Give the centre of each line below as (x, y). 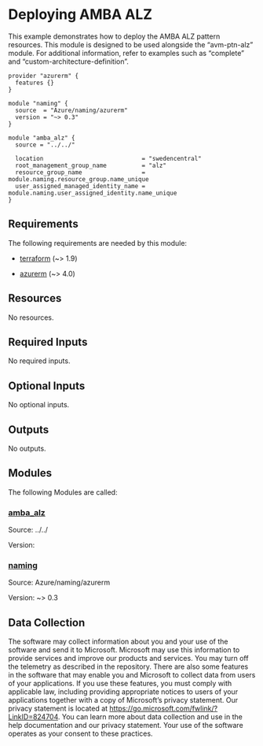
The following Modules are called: (63, 492)
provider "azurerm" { (44, 76)
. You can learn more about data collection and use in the (150, 717)
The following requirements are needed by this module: (97, 243)
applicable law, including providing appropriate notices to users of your (123, 692)
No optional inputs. (39, 405)
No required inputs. (39, 361)
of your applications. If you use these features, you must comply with (120, 684)
